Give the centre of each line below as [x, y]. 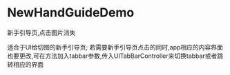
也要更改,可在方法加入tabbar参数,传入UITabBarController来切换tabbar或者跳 [115, 56]
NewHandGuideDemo [71, 13]
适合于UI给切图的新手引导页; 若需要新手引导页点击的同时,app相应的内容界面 [115, 47]
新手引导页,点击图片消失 [41, 32]
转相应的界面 [25, 64]
